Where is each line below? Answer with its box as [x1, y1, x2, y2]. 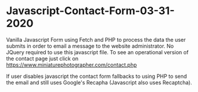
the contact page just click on [6, 55, 79, 62]
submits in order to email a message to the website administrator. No [6, 42, 174, 50]
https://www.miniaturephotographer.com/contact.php [6, 61, 138, 68]
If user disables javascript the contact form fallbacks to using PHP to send [6, 73, 187, 80]
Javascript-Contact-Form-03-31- [6, 4, 175, 18]
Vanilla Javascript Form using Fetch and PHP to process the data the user [6, 36, 186, 43]
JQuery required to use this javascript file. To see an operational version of [6, 48, 189, 55]
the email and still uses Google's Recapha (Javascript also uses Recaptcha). [6, 78, 193, 86]
